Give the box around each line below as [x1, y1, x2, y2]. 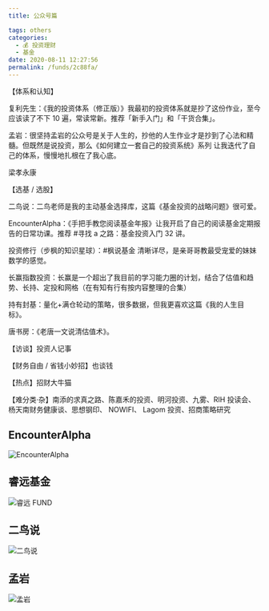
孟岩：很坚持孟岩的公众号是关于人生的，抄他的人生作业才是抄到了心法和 [8, 130, 247, 140]
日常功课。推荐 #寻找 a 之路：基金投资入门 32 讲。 [22, 228, 190, 238]
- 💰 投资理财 [15, 41, 56, 49]
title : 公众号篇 [8, 11, 58, 20]
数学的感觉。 [8, 255, 50, 265]
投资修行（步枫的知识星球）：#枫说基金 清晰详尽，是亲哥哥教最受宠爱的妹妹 [8, 245, 257, 255]
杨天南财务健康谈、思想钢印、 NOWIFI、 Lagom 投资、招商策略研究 [8, 404, 231, 414]
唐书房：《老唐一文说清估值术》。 [8, 326, 114, 336]
